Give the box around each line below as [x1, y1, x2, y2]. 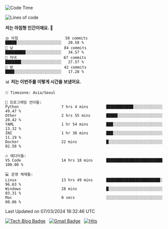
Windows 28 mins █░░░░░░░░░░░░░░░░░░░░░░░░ [5, 186, 163, 191]
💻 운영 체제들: [5, 172, 34, 177]
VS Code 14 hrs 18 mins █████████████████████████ [5, 158, 163, 163]
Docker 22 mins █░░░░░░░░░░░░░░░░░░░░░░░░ [5, 139, 163, 144]
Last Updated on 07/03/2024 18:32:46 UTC [5, 208, 95, 214]
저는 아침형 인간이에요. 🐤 [5, 25, 54, 31]
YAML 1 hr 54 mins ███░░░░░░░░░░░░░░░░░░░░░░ [5, 122, 163, 127]
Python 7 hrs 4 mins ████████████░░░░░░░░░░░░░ [5, 104, 163, 109]
